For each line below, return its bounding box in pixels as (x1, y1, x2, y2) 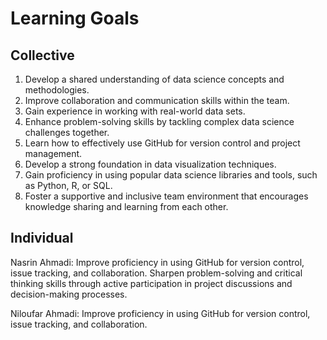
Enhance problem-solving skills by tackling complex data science (24, 116, 295, 127)
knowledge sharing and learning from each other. (24, 201, 229, 212)
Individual (10, 230, 74, 247)
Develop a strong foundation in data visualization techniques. (24, 158, 277, 170)
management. (24, 148, 83, 159)
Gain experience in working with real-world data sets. (24, 105, 246, 117)
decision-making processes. (10, 288, 128, 300)
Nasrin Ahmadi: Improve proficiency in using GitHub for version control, (10, 256, 305, 268)
